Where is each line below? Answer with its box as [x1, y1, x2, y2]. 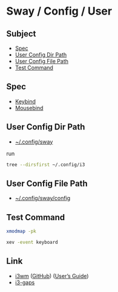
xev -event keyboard [6, 239, 59, 245]
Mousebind [15, 104, 44, 111]
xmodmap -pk [6, 228, 36, 235]
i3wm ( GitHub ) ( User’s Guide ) [15, 272, 89, 279]
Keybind [15, 97, 36, 105]
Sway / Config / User [6, 4, 113, 18]
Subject [6, 29, 36, 39]
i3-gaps [15, 279, 35, 286]
